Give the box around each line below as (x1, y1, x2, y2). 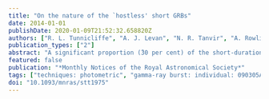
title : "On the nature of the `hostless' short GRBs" (8, 11, 192, 20)
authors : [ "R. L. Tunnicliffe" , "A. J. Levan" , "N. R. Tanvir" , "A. (8, 34, 242, 42)
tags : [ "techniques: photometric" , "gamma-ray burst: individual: (8, 71, 235, 79)
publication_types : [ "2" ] (8, 42, 94, 49)
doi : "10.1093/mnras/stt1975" (8, 78, 110, 86)
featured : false (8, 57, 62, 65)
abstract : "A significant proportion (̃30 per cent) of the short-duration (8, 49, 263, 57)
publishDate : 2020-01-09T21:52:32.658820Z (8, 26, 152, 34)
